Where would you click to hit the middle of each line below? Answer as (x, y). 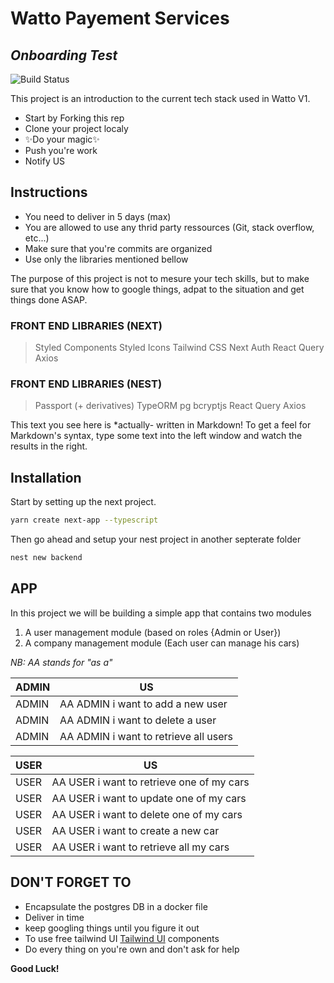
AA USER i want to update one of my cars (149, 798)
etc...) (37, 238)
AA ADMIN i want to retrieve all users (146, 736)
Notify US (45, 161)
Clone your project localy (76, 128)
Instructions (49, 192)
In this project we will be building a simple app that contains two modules (161, 613)
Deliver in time (54, 917)
